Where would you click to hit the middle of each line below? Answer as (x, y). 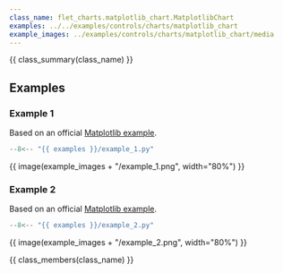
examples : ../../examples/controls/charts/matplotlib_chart (124, 26)
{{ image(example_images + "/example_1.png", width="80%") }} (127, 166)
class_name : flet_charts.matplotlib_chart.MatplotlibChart (122, 17)
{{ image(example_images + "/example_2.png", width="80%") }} (129, 243)
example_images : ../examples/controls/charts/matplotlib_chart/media (142, 34)
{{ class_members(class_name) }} (72, 260)
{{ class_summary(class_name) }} (71, 60)
